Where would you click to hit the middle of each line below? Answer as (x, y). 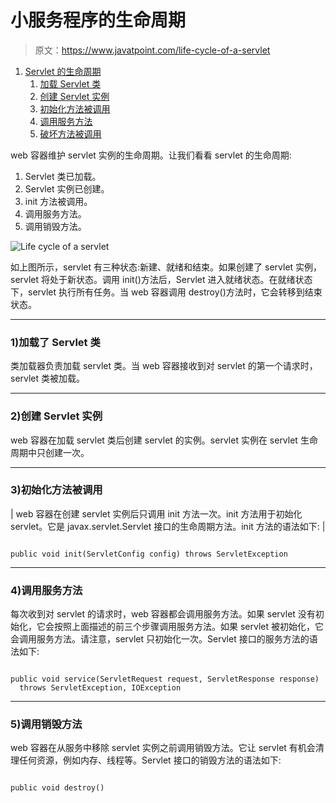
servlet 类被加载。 (48, 378)
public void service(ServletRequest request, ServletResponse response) (165, 679)
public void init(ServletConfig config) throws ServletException (149, 554)
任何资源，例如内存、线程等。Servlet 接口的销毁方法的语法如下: (150, 760)
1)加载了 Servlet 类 (55, 342)
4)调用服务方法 (46, 590)
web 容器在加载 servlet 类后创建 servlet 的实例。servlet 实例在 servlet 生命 (164, 440)
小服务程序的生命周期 (98, 20)
